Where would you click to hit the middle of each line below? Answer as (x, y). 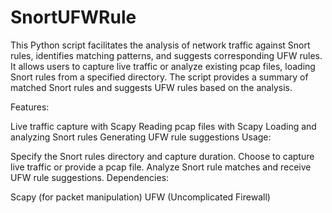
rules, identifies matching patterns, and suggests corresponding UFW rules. (166, 55)
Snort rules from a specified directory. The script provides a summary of (159, 77)
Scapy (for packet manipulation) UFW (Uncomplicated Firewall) (140, 197)
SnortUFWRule (73, 17)
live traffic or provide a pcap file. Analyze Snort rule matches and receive (161, 167)
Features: (30, 107)
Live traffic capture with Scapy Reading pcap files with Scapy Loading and (163, 126)
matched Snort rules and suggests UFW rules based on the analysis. (151, 87)
